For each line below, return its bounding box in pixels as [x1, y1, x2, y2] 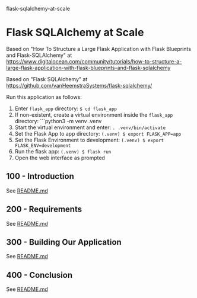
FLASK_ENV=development [14, 142, 71, 149]
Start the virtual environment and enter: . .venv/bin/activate [14, 124, 166, 131]
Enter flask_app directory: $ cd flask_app [14, 105, 117, 112]
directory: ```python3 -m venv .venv [14, 117, 102, 124]
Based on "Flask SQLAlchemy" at [6, 75, 88, 82]
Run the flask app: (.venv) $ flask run [14, 148, 112, 155]
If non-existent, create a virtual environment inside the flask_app [14, 111, 173, 118]
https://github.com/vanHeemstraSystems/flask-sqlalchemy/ [6, 82, 152, 89]
